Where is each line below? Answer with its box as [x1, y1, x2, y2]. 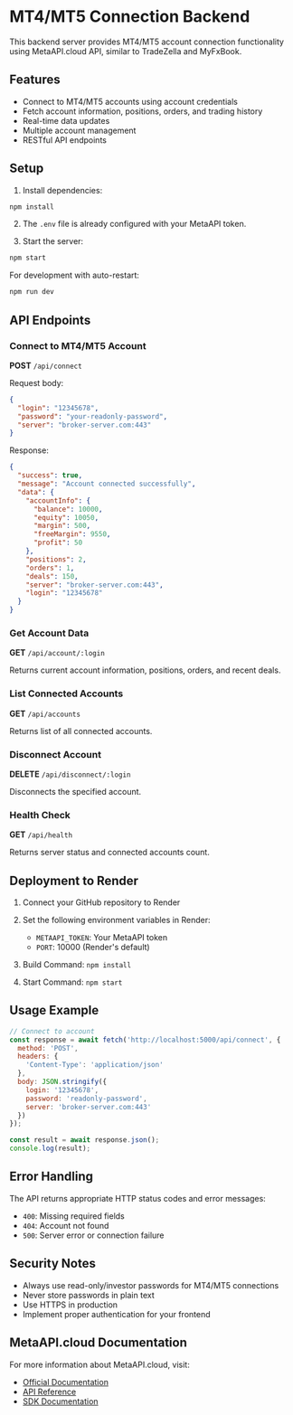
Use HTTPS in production [22, 1299, 118, 1310]
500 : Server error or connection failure [22, 1230, 165, 1240]
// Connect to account [9, 1026, 95, 1036]
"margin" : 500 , [33, 522, 91, 531]
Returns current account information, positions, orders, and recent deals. [9, 665, 281, 675]
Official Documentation [22, 1376, 109, 1387]
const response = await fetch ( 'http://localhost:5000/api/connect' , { [9, 1035, 281, 1044]
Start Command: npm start [22, 976, 123, 987]
